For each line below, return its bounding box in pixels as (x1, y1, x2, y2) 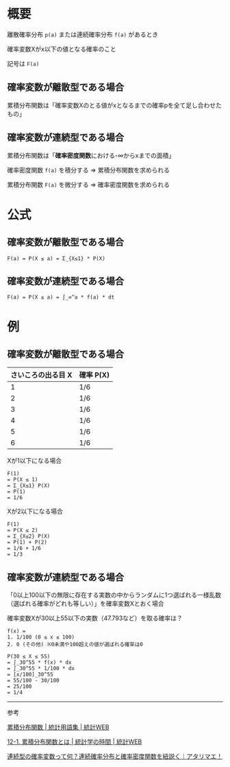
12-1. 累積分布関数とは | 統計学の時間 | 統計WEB (7, 737, 142, 746)
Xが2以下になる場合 (7, 507, 64, 516)
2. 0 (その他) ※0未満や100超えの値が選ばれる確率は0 (7, 641, 144, 648)
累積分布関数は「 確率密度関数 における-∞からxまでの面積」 (7, 151, 175, 159)
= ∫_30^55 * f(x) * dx (7, 659, 72, 666)
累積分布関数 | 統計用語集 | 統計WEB (7, 723, 110, 731)
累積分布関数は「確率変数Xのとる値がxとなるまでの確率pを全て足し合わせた (7, 101, 222, 109)
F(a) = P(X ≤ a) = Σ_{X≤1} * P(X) (7, 255, 106, 262)
